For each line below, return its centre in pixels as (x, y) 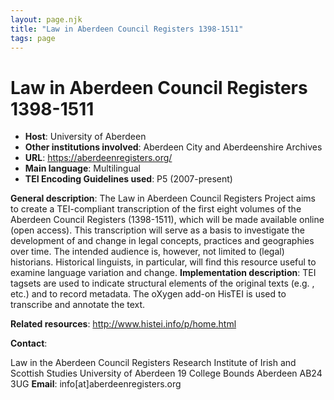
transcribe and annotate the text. (78, 305)
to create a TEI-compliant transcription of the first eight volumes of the (156, 209)
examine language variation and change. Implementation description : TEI (163, 273)
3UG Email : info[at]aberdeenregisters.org (96, 384)
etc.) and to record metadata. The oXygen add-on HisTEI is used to (148, 294)
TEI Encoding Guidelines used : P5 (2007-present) (128, 179)
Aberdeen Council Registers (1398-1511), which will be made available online (167, 220)
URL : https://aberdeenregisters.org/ (98, 158)
